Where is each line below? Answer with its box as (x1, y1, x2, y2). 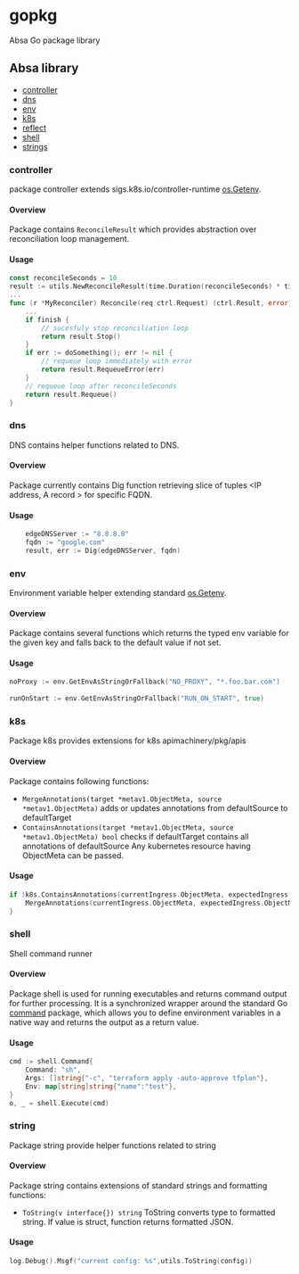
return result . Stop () (41, 332, 122, 341)
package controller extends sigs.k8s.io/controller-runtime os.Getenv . (9, 184, 262, 194)
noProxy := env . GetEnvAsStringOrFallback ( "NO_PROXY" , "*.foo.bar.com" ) (9, 677, 280, 687)
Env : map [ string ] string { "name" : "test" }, (25, 1081, 177, 1091)
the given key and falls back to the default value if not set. (9, 637, 222, 648)
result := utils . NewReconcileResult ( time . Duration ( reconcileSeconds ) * (9, 282, 280, 291)
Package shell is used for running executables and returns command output (9, 988, 287, 999)
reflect (21, 122, 47, 133)
